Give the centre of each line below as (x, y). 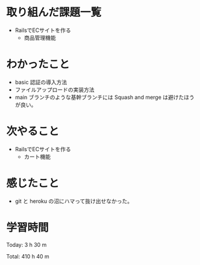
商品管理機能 (40, 37)
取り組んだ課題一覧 (54, 12)
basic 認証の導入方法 (41, 82)
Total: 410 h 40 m (28, 256)
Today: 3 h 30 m (27, 245)
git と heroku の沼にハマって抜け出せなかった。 (74, 201)
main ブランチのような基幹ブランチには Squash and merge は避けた (99, 97)
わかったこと (38, 64)
